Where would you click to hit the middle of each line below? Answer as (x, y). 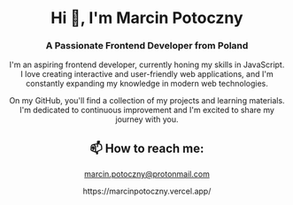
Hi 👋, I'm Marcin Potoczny (147, 18)
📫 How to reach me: (147, 148)
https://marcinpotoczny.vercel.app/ (147, 191)
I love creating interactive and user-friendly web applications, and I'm (147, 74)
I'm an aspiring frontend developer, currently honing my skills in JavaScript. (147, 65)
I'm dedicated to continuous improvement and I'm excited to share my (147, 110)
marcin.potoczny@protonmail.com (147, 174)
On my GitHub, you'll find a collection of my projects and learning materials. (147, 101)
